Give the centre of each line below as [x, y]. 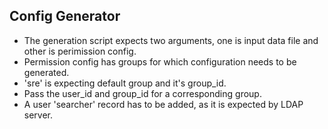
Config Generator [65, 16]
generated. [46, 72]
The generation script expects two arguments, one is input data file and [171, 40]
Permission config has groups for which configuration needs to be [160, 61]
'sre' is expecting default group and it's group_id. [125, 83]
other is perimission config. [80, 51]
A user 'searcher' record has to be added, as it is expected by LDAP [163, 104]
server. [38, 115]
